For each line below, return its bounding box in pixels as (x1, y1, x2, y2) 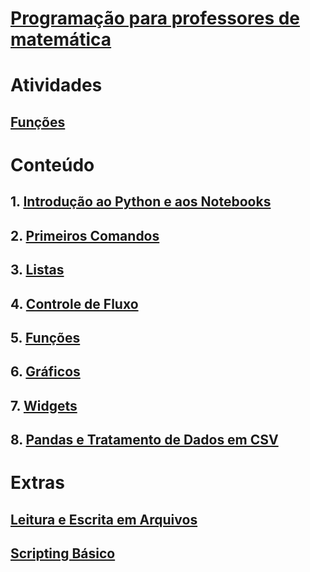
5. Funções (10, 329, 81, 346)
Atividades (10, 74, 103, 97)
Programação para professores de (10, 7, 301, 30)
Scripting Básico (10, 545, 116, 562)
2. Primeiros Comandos (10, 227, 160, 244)
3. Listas (10, 262, 65, 279)
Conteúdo (10, 153, 95, 176)
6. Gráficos (10, 363, 81, 381)
